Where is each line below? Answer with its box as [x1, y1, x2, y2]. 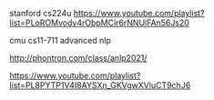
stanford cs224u [9, 8, 72, 18]
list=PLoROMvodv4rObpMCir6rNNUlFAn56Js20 [9, 17, 189, 28]
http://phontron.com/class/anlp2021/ [9, 53, 148, 63]
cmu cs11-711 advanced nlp [9, 35, 111, 45]
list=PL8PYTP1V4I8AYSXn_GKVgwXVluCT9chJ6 [9, 80, 191, 90]
